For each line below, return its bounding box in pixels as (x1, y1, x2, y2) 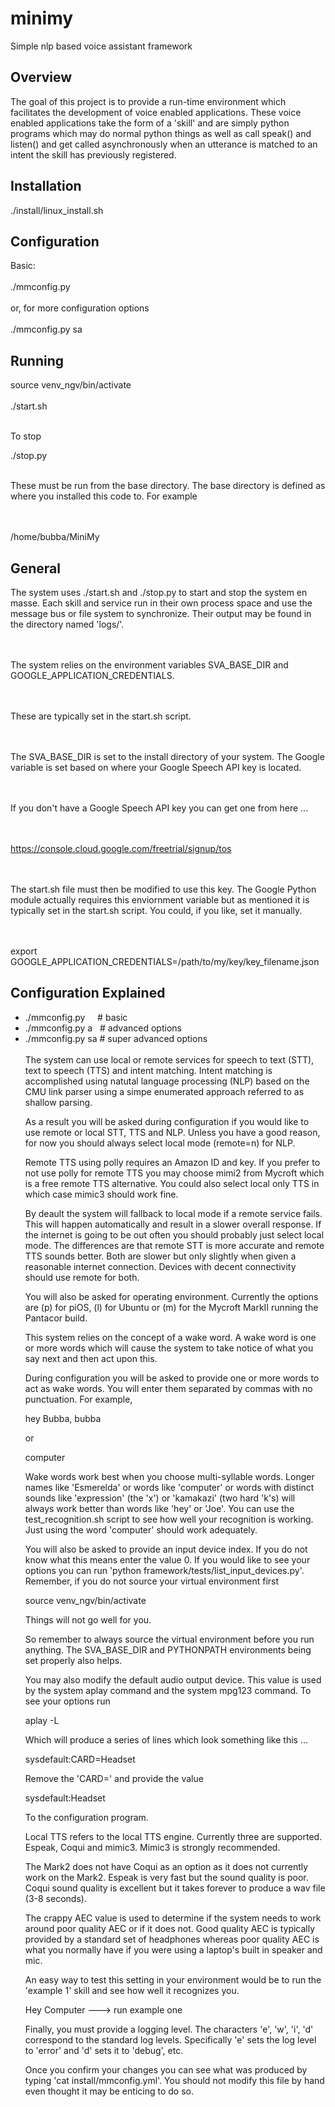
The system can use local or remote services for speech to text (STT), (24, 1053, 315, 1066)
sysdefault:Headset (24, 1792, 106, 1804)
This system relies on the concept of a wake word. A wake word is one (24, 1331, 317, 1343)
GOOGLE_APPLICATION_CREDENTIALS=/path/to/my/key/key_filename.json (10, 956, 320, 967)
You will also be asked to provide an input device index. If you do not (24, 1543, 308, 1555)
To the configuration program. (24, 1811, 149, 1823)
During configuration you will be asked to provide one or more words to (24, 1372, 320, 1384)
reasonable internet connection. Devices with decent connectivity (24, 1260, 297, 1272)
